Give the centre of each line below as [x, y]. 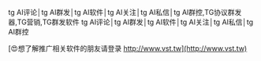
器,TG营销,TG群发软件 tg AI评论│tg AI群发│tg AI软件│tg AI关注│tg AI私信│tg [131, 22]
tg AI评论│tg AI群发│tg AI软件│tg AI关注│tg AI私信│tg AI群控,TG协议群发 [125, 12]
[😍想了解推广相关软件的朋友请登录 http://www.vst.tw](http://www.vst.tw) [128, 48]
